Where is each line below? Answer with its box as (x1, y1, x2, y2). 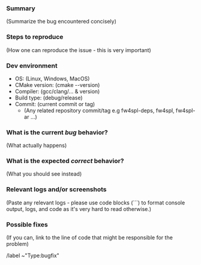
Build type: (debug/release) (14, 94, 83, 101)
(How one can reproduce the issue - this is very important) (6, 46, 151, 53)
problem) (6, 240, 29, 248)
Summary (6, 4, 36, 13)
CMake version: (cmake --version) (14, 81, 100, 88)
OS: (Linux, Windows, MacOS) (14, 75, 90, 82)
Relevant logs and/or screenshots (6, 185, 107, 194)
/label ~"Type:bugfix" (6, 252, 60, 259)
